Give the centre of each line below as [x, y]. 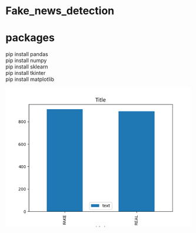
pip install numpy [26, 61]
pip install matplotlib [30, 79]
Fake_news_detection [60, 11]
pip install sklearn [27, 67]
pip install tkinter [26, 73]
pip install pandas [27, 54]
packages [30, 38]
